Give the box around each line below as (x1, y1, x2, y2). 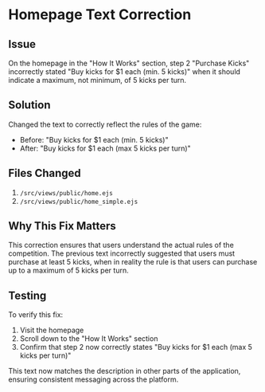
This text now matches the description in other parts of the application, (8, 367, 241, 376)
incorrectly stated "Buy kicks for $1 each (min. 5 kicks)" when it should (8, 67, 241, 76)
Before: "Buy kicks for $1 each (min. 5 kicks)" (19, 135, 169, 144)
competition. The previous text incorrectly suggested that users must (8, 249, 236, 258)
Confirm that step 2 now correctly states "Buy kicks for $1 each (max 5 (19, 343, 253, 352)
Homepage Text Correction (8, 6, 192, 24)
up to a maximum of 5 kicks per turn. (8, 265, 129, 276)
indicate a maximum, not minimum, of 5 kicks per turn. (8, 76, 187, 84)
